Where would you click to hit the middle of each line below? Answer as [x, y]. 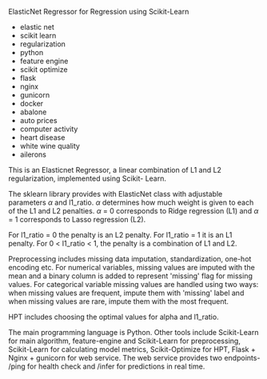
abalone [33, 112]
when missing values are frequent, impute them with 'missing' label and [126, 293]
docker [32, 104]
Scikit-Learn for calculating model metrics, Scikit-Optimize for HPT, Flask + [132, 349]
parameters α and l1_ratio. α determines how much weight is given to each [131, 202]
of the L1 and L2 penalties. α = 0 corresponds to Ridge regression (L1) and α [133, 211]
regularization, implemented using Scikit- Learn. [87, 178]
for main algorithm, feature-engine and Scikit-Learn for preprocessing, [125, 341]
